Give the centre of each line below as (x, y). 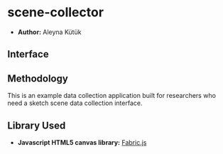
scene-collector (56, 12)
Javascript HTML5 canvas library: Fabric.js (82, 142)
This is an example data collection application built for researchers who (112, 96)
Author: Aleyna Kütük (49, 32)
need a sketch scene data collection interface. (75, 103)
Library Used (37, 125)
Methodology (38, 78)
